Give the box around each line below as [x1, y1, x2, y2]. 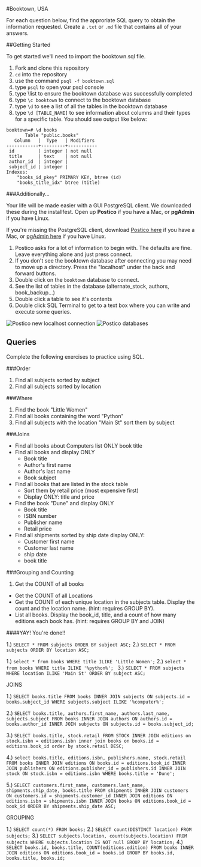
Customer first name [23, 538, 75, 545]
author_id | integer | [8, 159, 68, 165]
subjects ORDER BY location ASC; [6, 647, 90, 653]
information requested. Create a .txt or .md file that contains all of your [6, 23, 182, 30]
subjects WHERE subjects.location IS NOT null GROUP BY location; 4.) [6, 838, 184, 845]
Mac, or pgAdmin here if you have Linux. [6, 233, 106, 240]
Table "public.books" [25, 132, 79, 138]
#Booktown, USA [6, 5, 48, 12]
